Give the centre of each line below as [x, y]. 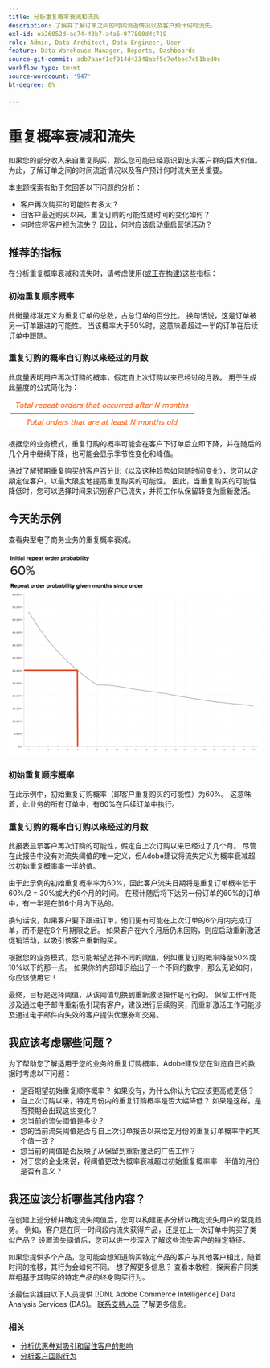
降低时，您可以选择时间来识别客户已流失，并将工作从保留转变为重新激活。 [131, 491]
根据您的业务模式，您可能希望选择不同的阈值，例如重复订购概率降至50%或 [132, 958]
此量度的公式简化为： [43, 387]
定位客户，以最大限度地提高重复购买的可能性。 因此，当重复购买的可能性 [136, 481]
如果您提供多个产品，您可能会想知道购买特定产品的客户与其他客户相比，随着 [135, 1257]
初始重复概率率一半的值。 [57, 866]
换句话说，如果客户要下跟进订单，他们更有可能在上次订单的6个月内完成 [127, 920]
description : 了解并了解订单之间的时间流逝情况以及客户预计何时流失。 [112, 25]
